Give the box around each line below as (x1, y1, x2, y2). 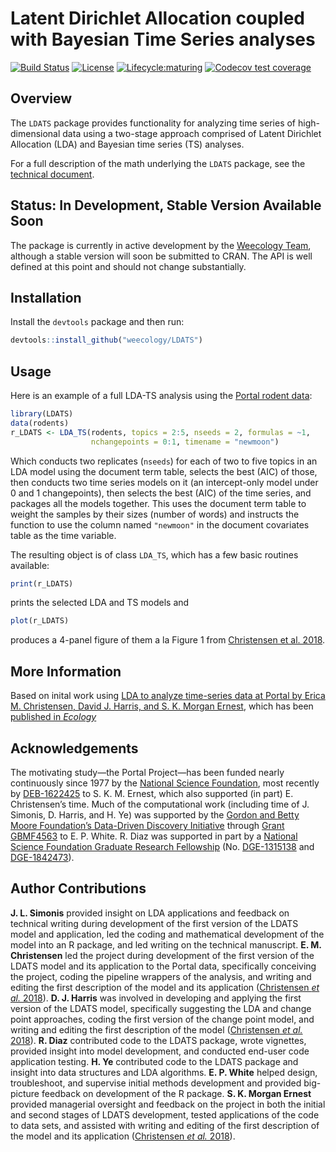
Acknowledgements (10, 740, 139, 757)
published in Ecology (10, 711, 97, 723)
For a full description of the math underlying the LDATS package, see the (10, 157, 306, 169)
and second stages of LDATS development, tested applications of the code (10, 1108, 320, 1121)
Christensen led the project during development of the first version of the (10, 949, 315, 961)
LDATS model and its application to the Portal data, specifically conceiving (10, 960, 317, 972)
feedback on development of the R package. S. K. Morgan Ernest (41, 1087, 312, 1099)
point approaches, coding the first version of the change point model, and (10, 1013, 315, 1025)
